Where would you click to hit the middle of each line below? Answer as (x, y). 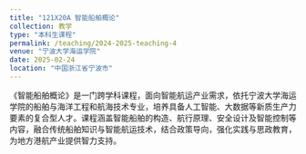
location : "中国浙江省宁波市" (61, 69)
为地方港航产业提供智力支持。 (65, 140)
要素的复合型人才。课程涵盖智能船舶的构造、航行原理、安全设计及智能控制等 (153, 118)
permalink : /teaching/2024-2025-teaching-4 (93, 43)
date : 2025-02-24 (42, 60)
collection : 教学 (41, 26)
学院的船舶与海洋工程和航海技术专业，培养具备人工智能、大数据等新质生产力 (153, 106)
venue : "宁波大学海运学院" (55, 52)
